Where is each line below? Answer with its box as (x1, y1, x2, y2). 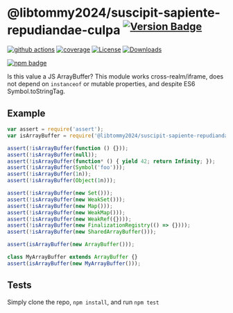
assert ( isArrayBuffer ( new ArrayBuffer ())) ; (7, 241, 135, 248)
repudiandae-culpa (7, 22, 121, 38)
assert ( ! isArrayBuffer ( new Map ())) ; (7, 202, 113, 209)
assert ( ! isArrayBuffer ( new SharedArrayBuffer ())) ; (7, 228, 157, 236)
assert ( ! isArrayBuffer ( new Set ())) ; (7, 190, 113, 197)
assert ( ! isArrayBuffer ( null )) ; (7, 151, 98, 158)
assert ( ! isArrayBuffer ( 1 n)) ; (7, 170, 92, 178)
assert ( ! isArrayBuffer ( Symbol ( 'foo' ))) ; (7, 164, 126, 171)
